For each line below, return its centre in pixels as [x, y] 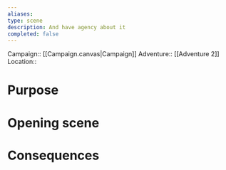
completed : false [33, 34]
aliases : [20, 14]
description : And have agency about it [67, 27]
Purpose [33, 90]
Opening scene [53, 123]
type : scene [25, 21]
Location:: [22, 62]
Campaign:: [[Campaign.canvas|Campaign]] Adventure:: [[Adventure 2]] [113, 54]
